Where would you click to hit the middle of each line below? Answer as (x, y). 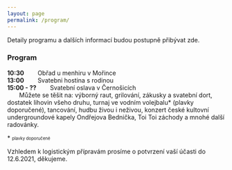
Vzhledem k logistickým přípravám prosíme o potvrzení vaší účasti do (107, 151)
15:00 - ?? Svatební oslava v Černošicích (72, 87)
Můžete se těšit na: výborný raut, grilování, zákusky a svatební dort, (116, 95)
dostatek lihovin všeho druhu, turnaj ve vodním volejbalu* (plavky (100, 102)
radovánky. (23, 124)
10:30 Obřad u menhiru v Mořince (62, 73)
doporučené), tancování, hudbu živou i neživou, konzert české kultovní (108, 110)
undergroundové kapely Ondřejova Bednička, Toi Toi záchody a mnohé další (116, 117)
